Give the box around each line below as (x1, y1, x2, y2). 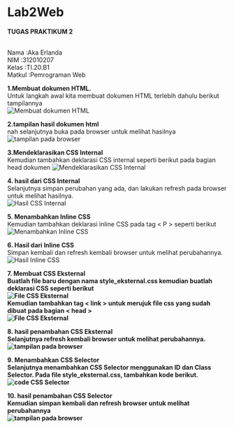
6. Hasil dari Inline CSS (7, 240, 75, 249)
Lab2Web (7, 4, 64, 20)
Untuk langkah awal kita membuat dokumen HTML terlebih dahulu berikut (7, 92, 219, 100)
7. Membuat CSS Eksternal (7, 269, 86, 277)
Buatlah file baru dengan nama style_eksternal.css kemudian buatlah (7, 277, 213, 285)
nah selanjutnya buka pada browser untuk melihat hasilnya (7, 127, 176, 136)
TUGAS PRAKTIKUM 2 (7, 27, 73, 36)
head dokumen (7, 163, 51, 171)
